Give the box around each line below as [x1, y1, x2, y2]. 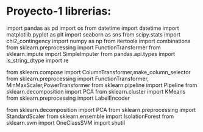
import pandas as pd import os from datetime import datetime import [6, 24, 179, 32]
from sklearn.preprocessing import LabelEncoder [6, 94, 130, 102]
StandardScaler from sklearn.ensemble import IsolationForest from [6, 113, 174, 120]
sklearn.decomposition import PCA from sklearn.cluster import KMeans [6, 88, 186, 95]
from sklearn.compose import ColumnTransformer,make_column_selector [6, 68, 191, 75]
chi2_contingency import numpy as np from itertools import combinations [6, 37, 191, 44]
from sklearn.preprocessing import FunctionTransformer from [6, 44, 161, 51]
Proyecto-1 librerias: [6, 4, 112, 18]
